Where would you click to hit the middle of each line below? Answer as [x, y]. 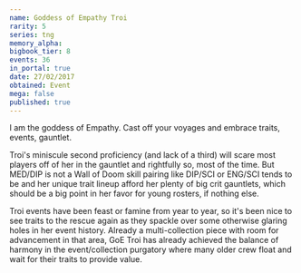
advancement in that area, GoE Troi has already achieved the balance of [144, 240]
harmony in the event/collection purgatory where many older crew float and [150, 249]
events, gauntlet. [41, 138]
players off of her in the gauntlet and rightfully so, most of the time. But [142, 165]
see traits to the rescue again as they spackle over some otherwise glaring [148, 221]
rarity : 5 [28, 26]
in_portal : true [40, 69]
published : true [40, 102]
